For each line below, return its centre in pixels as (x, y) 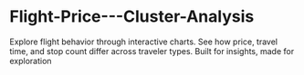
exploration (31, 61)
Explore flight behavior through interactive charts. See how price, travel (144, 42)
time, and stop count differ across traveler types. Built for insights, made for (152, 51)
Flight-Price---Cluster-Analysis (132, 17)
